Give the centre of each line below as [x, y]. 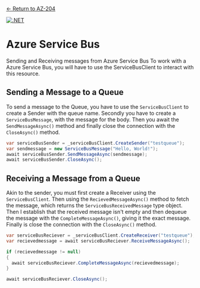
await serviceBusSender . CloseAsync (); [54, 160]
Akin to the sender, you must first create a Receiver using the [81, 193]
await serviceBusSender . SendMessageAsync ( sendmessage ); [77, 154]
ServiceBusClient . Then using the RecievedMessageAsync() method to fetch [98, 199]
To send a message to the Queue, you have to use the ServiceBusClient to [98, 106]
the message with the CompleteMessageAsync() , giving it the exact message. [99, 218]
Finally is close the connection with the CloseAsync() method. [81, 225]
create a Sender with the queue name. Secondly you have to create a [91, 113]
